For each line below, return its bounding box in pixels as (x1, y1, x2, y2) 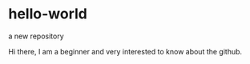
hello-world (8, 5, 88, 23)
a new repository (8, 31, 64, 41)
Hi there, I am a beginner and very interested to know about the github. (8, 46, 243, 56)
